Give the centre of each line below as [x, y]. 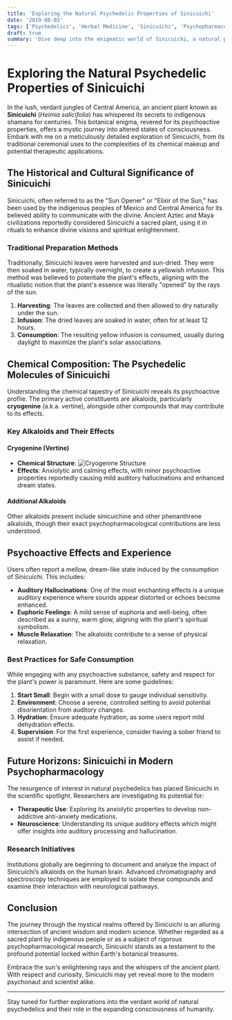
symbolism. [33, 627]
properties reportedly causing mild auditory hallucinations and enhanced [120, 478]
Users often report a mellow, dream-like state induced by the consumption [113, 569]
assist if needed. [41, 739]
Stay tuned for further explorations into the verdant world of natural [103, 1002]
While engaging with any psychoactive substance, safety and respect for [111, 674]
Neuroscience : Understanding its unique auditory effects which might [117, 824]
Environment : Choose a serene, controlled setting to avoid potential [114, 703]
